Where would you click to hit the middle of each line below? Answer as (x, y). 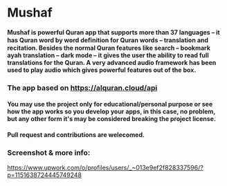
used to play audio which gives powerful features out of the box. (102, 70)
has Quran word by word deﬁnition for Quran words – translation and (108, 40)
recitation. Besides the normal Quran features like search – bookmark (109, 48)
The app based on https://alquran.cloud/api (82, 88)
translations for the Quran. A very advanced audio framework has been (112, 62)
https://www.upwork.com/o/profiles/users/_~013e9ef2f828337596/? (106, 168)
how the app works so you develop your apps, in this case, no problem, (111, 111)
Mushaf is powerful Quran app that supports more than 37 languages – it (113, 32)
